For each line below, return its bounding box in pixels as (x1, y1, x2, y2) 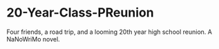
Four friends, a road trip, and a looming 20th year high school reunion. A (6, 28, 212, 36)
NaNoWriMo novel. (6, 35, 60, 43)
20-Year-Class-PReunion (6, 5, 154, 21)
